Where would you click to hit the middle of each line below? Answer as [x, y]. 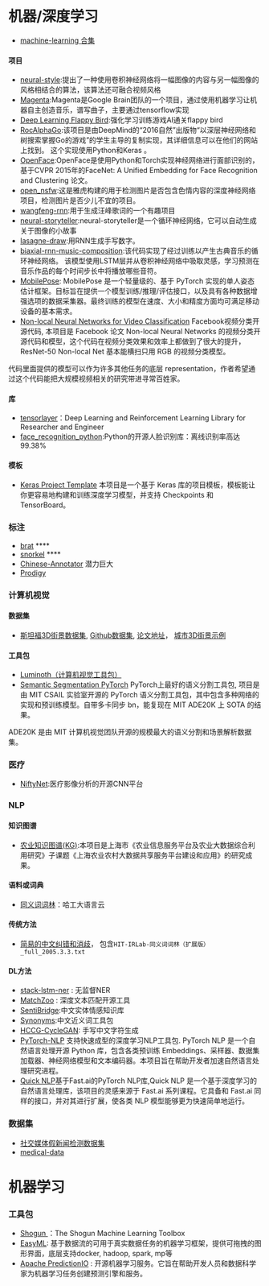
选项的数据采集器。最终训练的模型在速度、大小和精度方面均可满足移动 [143, 301]
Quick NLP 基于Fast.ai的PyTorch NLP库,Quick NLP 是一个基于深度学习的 [138, 1081]
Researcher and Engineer [62, 427]
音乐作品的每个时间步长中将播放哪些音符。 [90, 271]
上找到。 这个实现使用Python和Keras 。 [85, 151]
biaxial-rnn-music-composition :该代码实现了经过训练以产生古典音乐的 [135, 251]
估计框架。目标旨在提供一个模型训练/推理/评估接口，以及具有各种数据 [135, 292]
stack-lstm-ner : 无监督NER [65, 990]
